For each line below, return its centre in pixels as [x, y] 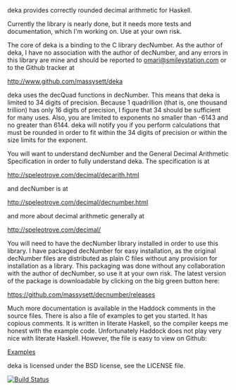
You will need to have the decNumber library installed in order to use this [113, 243]
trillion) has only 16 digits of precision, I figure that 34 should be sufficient [114, 110]
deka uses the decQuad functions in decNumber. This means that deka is [114, 95]
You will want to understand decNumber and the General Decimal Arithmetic [118, 154]
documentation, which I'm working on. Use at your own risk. [94, 31]
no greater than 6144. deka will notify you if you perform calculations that [114, 125]
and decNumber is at [38, 189]
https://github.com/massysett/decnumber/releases [81, 295]
